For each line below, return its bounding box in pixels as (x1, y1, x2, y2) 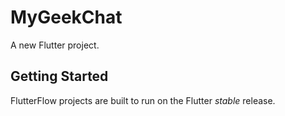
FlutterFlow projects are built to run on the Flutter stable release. (10, 94, 276, 106)
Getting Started (10, 68, 109, 85)
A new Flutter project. (10, 39, 100, 51)
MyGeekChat (10, 6, 123, 29)
